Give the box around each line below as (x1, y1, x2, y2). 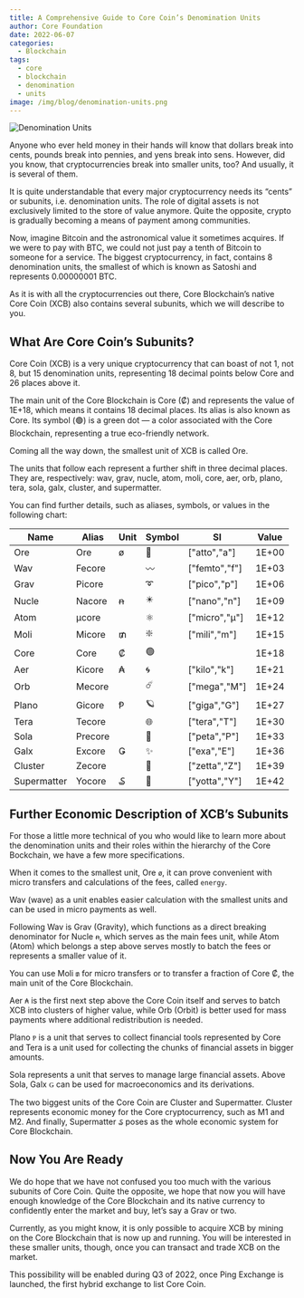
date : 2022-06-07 (9, 30, 75, 39)
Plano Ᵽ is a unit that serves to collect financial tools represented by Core (9, 1032, 281, 1043)
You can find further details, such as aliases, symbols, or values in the (9, 500, 270, 511)
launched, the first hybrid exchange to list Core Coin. (9, 1278, 206, 1289)
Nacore (75, 594, 108, 607)
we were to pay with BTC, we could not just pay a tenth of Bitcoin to (9, 242, 262, 254)
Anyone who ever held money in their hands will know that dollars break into (9, 139, 294, 150)
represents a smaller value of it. (9, 950, 127, 961)
